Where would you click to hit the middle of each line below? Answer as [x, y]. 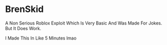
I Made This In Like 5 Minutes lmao [41, 38]
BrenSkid [24, 9]
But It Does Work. [23, 28]
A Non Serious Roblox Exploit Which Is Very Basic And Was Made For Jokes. [84, 23]
